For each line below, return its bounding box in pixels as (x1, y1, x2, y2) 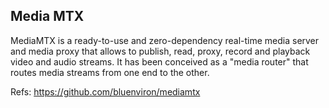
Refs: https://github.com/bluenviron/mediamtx (10, 85, 201, 98)
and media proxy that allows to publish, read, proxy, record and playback (10, 45, 311, 57)
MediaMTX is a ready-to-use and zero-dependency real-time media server (10, 34, 320, 46)
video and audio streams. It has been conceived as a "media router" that (10, 55, 309, 68)
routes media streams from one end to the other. (10, 66, 210, 78)
